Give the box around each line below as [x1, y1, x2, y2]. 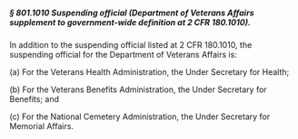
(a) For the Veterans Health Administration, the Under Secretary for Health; [9, 66, 290, 77]
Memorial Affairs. [9, 120, 74, 131]
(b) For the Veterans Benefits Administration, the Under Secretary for [9, 84, 267, 95]
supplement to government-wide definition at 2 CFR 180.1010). [9, 16, 252, 27]
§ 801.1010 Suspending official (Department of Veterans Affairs [9, 7, 254, 18]
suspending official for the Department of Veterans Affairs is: [9, 49, 238, 60]
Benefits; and [9, 93, 60, 104]
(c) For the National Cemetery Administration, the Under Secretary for [9, 111, 271, 122]
